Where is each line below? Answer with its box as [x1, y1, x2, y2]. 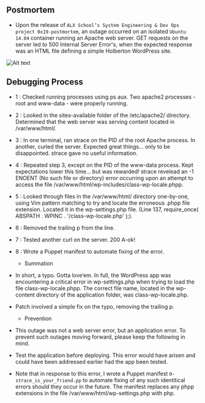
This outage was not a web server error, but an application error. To [15, 326, 186, 334]
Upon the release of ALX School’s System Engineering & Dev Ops [15, 21, 179, 28]
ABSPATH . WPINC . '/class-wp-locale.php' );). [15, 212, 133, 219]
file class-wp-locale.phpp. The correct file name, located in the [15, 284, 175, 292]
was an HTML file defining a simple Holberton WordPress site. [15, 47, 173, 55]
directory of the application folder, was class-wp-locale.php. [35, 291, 189, 298]
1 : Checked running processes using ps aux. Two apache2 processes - [15, 93, 196, 100]
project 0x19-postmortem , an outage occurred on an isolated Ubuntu [15, 28, 187, 35]
